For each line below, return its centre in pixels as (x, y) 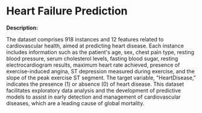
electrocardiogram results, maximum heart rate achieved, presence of (93, 65)
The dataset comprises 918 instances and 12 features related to (85, 39)
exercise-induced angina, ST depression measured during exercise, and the (100, 71)
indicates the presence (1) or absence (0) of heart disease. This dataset (95, 84)
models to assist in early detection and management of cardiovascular (93, 97)
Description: (22, 28)
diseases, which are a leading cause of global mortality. (75, 103)
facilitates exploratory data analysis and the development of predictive (94, 90)
